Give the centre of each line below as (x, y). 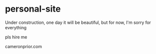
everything (16, 27)
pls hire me (16, 37)
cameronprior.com (24, 46)
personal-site (33, 9)
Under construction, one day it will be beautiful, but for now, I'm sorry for (78, 22)
